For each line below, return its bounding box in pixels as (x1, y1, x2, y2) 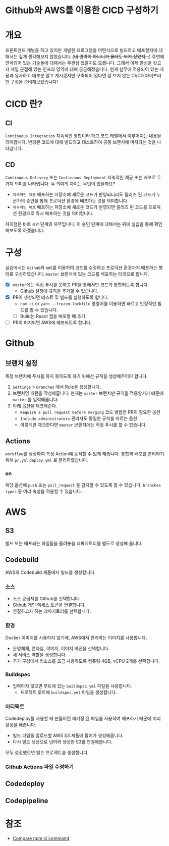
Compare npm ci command (12, 835, 70, 841)
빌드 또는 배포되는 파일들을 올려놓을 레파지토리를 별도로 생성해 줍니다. (5, 541, 143, 547)
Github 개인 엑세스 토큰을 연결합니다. (12, 602, 86, 608)
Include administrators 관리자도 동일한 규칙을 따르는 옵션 (20, 415, 137, 421)
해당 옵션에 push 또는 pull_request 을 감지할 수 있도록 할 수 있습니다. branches (5, 482, 161, 488)
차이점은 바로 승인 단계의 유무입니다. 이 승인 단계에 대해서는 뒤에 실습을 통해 (5, 221, 153, 227)
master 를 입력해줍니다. (12, 397, 59, 403)
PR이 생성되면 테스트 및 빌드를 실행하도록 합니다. (12, 294, 108, 300)
